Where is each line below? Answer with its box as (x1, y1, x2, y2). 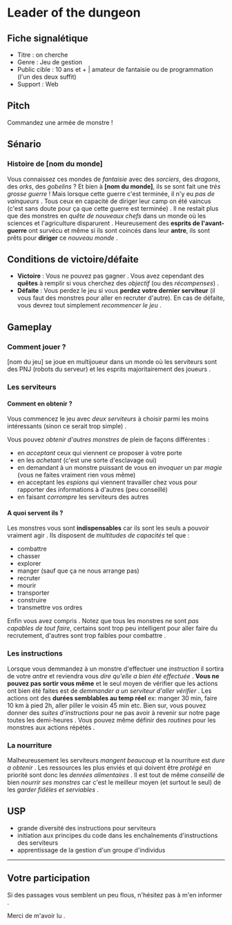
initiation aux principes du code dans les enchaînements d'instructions (17, 831, 218, 839)
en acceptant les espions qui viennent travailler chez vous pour (17, 478, 198, 486)
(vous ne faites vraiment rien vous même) (17, 471, 136, 479)
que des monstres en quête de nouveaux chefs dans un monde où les (7, 211, 206, 220)
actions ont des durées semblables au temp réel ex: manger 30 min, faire (7, 694, 217, 702)
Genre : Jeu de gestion (17, 58, 83, 66)
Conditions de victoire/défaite (7, 254, 139, 265)
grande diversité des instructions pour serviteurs (17, 823, 157, 832)
